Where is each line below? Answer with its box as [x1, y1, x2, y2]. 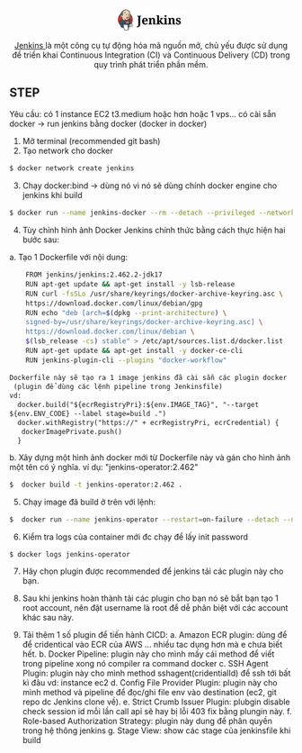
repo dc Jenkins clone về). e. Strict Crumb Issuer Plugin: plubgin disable [22, 696, 290, 707]
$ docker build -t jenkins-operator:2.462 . [9, 480, 182, 489]
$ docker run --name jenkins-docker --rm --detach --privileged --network [9, 208, 296, 218]
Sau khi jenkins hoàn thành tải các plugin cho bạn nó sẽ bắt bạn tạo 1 [22, 593, 279, 603]
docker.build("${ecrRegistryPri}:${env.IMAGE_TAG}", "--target [17, 400, 259, 409]
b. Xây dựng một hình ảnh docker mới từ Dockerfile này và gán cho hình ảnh [9, 451, 291, 463]
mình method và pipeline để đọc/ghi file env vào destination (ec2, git [22, 687, 277, 698]
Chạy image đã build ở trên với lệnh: [22, 496, 156, 507]
